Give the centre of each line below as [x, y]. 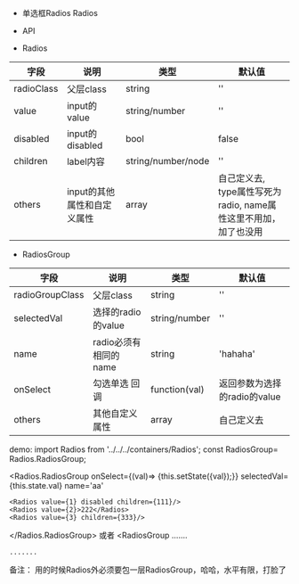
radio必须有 [117, 342]
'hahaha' [237, 354]
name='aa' [84, 485]
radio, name [243, 205]
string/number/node [168, 161]
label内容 [85, 161]
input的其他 [91, 192]
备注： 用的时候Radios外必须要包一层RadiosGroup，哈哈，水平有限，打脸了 [148, 570]
